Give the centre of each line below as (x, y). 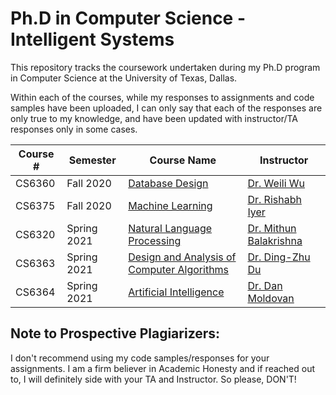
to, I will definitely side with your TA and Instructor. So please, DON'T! (153, 379)
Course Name (183, 160)
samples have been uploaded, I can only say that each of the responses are (166, 108)
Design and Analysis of (182, 257)
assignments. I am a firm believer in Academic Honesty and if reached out (162, 368)
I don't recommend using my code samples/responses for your (140, 358)
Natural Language (170, 228)
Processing (155, 240)
